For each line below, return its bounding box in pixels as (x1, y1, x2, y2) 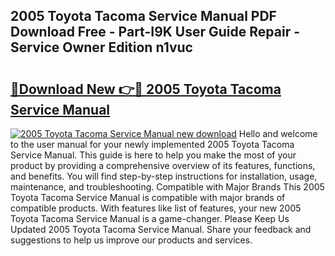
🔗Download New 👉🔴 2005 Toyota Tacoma (10, 80, 282, 98)
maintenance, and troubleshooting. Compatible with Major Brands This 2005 (10, 181, 325, 193)
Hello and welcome (238, 128, 318, 139)
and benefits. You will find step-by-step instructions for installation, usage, (10, 170, 318, 182)
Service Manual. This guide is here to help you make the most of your (10, 149, 297, 161)
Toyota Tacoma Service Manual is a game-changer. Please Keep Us (10, 213, 290, 224)
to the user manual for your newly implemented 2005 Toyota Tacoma (10, 139, 295, 150)
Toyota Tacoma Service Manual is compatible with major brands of (10, 192, 286, 203)
